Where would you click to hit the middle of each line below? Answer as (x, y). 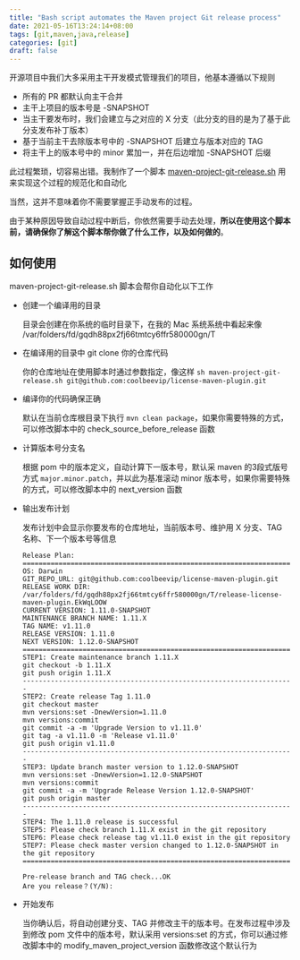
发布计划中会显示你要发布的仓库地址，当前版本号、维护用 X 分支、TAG (152, 527)
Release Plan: (48, 555)
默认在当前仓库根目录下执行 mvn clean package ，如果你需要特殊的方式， (155, 417)
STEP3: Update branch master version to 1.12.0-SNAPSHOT (130, 767)
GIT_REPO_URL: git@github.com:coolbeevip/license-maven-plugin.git (150, 579)
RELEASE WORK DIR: (56, 587)
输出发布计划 (46, 508)
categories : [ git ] (43, 43)
